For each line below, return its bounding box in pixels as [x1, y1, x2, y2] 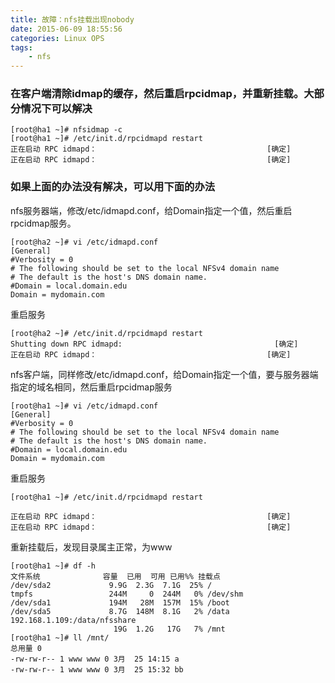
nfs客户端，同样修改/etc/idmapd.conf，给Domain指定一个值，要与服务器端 [10, 368, 319, 380]
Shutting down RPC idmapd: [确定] [10, 339, 299, 349]
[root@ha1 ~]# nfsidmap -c [10, 125, 123, 135]
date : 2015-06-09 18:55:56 [10, 24, 123, 34]
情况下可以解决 [20, 102, 93, 116]
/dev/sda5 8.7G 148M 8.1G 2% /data [10, 606, 230, 616]
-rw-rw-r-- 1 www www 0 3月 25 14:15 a [10, 654, 180, 664]
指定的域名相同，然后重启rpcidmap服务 [10, 381, 173, 393]
